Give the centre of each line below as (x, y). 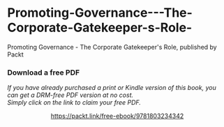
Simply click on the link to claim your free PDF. (74, 103)
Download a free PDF (44, 73)
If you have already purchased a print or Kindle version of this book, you (112, 88)
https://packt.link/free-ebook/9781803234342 (117, 116)
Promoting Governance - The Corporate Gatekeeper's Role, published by (112, 47)
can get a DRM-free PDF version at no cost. (70, 95)
